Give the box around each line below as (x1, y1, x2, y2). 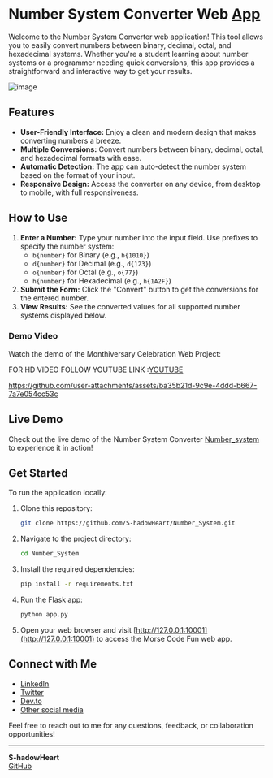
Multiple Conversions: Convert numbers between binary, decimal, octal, (19, 144, 264, 154)
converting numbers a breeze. (19, 136, 122, 145)
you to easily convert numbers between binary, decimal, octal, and (8, 40, 232, 50)
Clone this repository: (19, 504, 93, 513)
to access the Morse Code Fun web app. (96, 633, 232, 643)
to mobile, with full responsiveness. (19, 188, 140, 197)
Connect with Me (8, 657, 97, 671)
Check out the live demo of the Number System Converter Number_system (8, 434, 260, 443)
